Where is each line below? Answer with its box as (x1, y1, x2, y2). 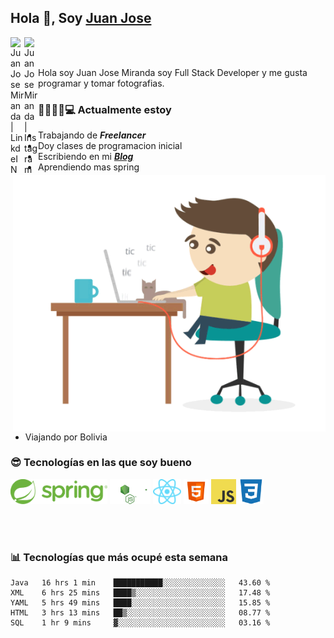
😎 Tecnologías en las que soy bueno (10, 456, 192, 470)
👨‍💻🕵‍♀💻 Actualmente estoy (38, 102, 172, 116)
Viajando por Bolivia (24, 431, 108, 443)
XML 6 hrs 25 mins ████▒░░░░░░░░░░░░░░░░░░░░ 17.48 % (10, 588, 271, 598)
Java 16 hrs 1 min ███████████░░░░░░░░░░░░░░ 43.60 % (10, 578, 271, 588)
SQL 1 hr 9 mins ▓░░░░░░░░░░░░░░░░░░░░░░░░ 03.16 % (10, 618, 271, 628)
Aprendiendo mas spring (38, 161, 140, 173)
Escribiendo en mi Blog (38, 151, 134, 163)
